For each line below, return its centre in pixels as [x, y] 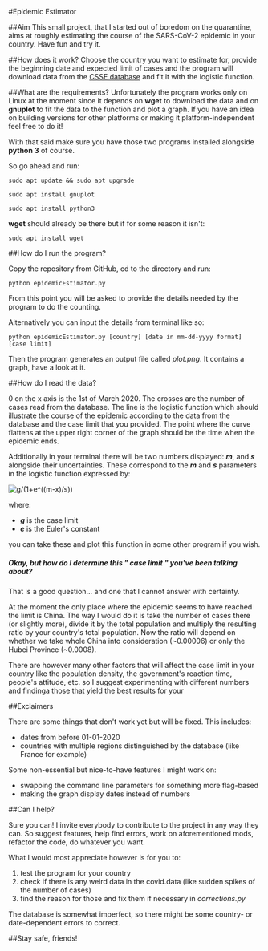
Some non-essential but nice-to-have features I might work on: [112, 770]
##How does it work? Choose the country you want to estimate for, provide [132, 60]
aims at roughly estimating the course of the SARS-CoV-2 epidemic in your [132, 36]
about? [20, 571]
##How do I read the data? [53, 383]
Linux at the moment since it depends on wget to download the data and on [134, 101]
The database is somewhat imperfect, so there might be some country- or [130, 914]
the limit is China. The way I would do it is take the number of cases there [130, 615]
